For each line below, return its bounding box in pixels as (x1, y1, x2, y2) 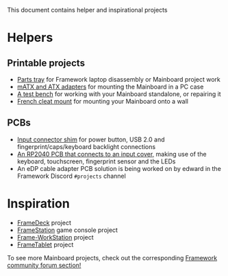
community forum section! (7, 261, 81, 269)
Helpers (7, 30, 53, 45)
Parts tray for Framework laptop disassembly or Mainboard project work (16, 76, 220, 83)
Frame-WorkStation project (16, 233, 94, 241)
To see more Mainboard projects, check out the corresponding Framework (7, 253, 218, 262)
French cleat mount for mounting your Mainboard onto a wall (16, 97, 188, 105)
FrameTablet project (16, 240, 74, 249)
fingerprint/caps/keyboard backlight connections (16, 142, 156, 150)
